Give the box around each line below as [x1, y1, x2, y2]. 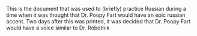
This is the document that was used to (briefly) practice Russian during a [6, 5, 186, 12]
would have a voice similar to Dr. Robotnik [6, 24, 110, 31]
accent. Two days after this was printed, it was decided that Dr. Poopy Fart [6, 18, 191, 25]
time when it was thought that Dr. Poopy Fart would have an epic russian [6, 11, 186, 19]
